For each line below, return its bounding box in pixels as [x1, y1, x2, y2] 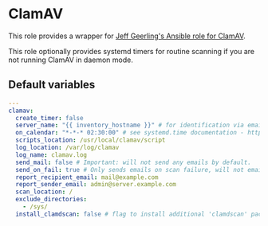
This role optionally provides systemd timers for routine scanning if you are [8, 46, 255, 56]
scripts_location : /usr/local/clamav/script [15, 136, 166, 144]
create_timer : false [15, 114, 84, 122]
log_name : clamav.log [15, 150, 88, 159]
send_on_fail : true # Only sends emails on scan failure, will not [15, 166, 245, 173]
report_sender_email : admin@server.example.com [15, 181, 177, 189]
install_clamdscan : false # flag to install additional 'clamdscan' [15, 210, 248, 218]
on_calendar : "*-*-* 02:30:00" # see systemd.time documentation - [15, 129, 245, 137]
